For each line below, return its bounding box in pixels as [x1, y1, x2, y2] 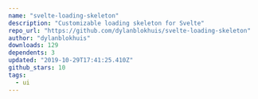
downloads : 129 [8, 42, 59, 49]
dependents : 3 [8, 49, 56, 57]
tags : [8, 71, 26, 79]
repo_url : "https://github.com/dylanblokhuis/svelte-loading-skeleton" [8, 26, 251, 34]
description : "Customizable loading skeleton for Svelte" [8, 19, 205, 27]
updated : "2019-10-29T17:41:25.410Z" [8, 57, 134, 65]
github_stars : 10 [8, 64, 66, 72]
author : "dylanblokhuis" [8, 34, 91, 42]
